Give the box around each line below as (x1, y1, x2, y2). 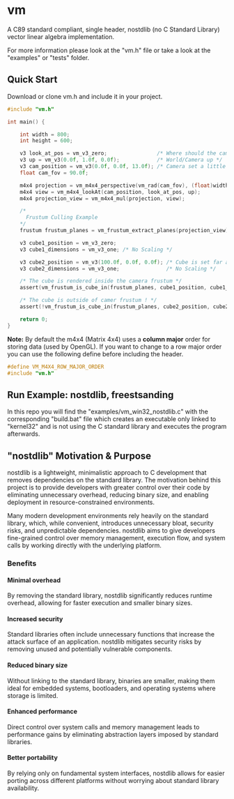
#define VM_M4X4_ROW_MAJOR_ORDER (7, 363, 104, 370)
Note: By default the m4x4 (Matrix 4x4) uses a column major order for (7, 335, 211, 343)
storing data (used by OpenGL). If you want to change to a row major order (7, 342, 222, 351)
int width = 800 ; (19, 131, 70, 138)
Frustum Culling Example (25, 214, 98, 221)
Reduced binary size (7, 661, 68, 669)
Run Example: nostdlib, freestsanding (7, 389, 174, 401)
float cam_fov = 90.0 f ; (19, 169, 89, 176)
